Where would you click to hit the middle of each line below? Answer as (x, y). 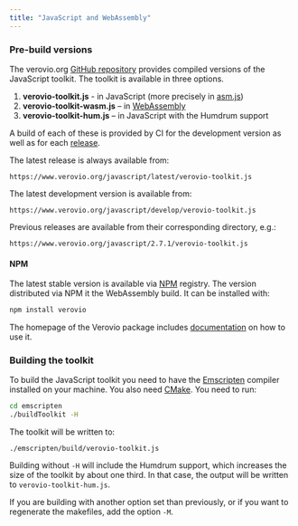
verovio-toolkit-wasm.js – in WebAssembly (104, 106)
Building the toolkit (52, 360)
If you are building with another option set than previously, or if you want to (149, 502)
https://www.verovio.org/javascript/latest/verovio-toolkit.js (131, 177)
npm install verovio (48, 310)
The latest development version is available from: (101, 193)
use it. (21, 337)
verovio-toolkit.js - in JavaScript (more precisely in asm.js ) (133, 96)
